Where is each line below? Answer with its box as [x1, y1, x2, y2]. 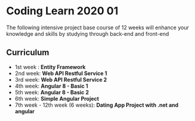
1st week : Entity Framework [14, 63, 86, 70]
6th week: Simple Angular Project [14, 95, 100, 102]
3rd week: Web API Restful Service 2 [14, 76, 107, 83]
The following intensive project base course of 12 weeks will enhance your [6, 24, 189, 31]
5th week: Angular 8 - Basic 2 [14, 88, 89, 96]
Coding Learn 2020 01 [6, 4, 119, 18]
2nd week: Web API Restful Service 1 [14, 70, 107, 77]
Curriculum [6, 48, 49, 58]
